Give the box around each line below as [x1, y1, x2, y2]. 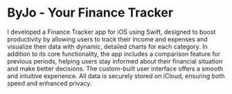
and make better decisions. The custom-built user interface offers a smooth [7, 64, 224, 73]
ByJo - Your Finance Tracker [7, 5, 174, 21]
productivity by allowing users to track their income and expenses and [7, 35, 208, 43]
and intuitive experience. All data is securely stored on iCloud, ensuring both [7, 71, 225, 80]
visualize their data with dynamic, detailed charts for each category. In [7, 42, 208, 50]
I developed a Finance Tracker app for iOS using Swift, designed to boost [7, 28, 216, 36]
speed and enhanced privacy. [7, 79, 92, 87]
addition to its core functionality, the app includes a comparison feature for [7, 50, 220, 58]
